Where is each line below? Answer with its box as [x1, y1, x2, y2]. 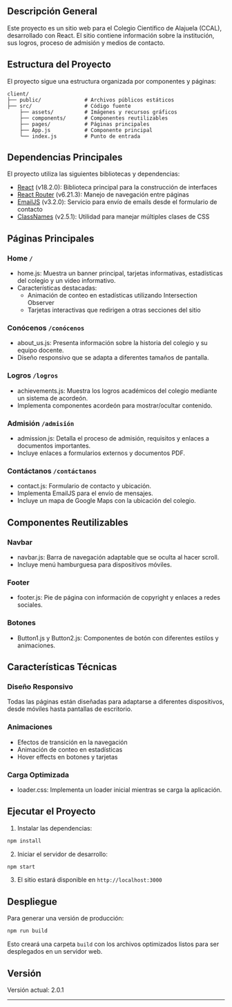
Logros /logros [7, 371, 59, 380]
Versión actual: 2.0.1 [7, 986, 64, 994]
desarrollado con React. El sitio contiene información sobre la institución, [7, 31, 215, 39]
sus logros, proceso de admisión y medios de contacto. [7, 38, 165, 47]
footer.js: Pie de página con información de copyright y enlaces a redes [17, 593, 221, 602]
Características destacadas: [17, 284, 97, 293]
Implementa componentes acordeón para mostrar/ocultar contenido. [17, 401, 213, 409]
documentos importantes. [17, 442, 91, 450]
